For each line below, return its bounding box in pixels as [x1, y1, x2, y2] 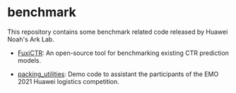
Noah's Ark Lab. [7, 35, 54, 43]
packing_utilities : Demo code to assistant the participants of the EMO [17, 70, 219, 78]
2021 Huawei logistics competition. [17, 77, 120, 85]
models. [17, 56, 42, 64]
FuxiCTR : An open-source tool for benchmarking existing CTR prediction [17, 49, 230, 57]
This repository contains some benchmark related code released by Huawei [7, 27, 228, 36]
